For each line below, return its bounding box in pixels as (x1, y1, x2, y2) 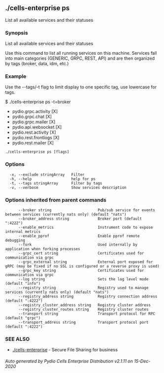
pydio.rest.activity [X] (12, 129, 56, 135)
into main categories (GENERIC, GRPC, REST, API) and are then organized (5, 55, 155, 61)
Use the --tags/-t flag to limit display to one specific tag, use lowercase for (5, 84, 157, 90)
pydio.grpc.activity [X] (12, 109, 58, 114)
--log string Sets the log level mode (18, 277, 149, 282)
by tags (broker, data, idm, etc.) (5, 61, 69, 67)
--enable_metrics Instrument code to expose (18, 225, 153, 230)
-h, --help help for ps (9, 176, 96, 182)
